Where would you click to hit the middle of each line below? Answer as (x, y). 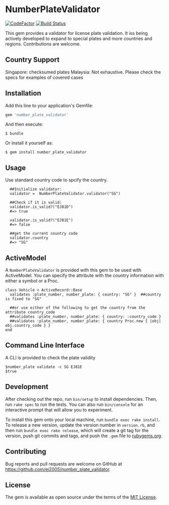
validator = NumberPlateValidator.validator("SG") (65, 194)
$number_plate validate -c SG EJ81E (44, 367)
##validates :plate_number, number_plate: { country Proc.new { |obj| (86, 321)
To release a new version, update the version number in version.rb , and (80, 425)
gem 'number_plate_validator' (37, 115)
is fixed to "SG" (23, 299)
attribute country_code (30, 312)
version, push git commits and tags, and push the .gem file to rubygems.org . (84, 436)
